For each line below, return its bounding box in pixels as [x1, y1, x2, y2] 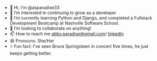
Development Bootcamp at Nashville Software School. [9, 20, 119, 26]
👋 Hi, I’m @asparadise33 [9, 5, 60, 10]
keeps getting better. [9, 50, 52, 56]
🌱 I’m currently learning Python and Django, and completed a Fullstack [9, 15, 153, 20]
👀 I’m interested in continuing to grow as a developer [9, 10, 117, 16]
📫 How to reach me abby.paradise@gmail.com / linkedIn [9, 31, 124, 37]
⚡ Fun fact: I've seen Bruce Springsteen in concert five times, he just [9, 43, 149, 49]
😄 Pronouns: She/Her [9, 38, 54, 43]
